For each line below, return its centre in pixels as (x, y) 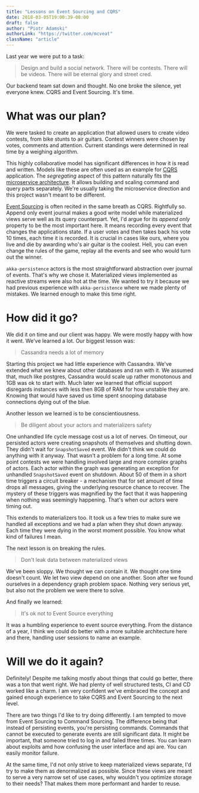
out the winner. (25, 257)
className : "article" (33, 39)
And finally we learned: (34, 602)
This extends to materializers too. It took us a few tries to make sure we (94, 517)
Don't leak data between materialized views (74, 559)
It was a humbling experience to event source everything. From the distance (99, 625)
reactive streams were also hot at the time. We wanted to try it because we (98, 281)
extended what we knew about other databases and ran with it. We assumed (100, 370)
